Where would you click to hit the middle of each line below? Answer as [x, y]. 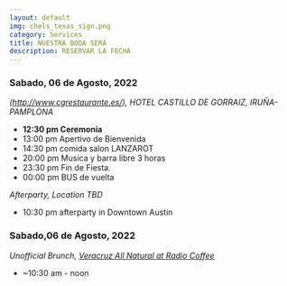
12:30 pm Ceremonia [62, 129]
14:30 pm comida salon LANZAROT [88, 149]
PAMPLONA [32, 112]
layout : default [40, 18]
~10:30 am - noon [56, 272]
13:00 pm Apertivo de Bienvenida [84, 139]
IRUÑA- [264, 102]
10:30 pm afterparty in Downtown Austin [97, 212]
